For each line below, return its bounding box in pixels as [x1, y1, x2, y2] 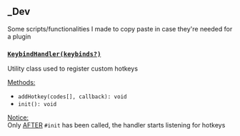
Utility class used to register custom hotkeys [7, 64, 138, 73]
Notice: [7, 113, 29, 122]
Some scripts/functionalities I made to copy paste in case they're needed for [7, 24, 233, 33]
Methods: [7, 78, 36, 87]
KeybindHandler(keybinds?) [7, 50, 101, 58]
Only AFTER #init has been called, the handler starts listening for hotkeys [7, 121, 226, 130]
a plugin [7, 32, 31, 41]
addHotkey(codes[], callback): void [17, 93, 127, 100]
